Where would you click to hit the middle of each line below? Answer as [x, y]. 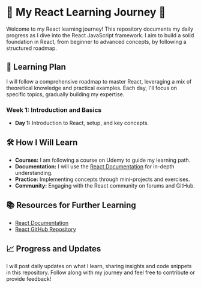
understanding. [34, 173]
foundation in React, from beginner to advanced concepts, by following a [97, 41]
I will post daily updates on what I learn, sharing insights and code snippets [99, 266]
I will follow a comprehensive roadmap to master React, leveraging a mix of [99, 81]
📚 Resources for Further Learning [71, 205]
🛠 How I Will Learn [42, 143]
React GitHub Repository [45, 229]
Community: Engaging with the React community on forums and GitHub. [105, 185]
